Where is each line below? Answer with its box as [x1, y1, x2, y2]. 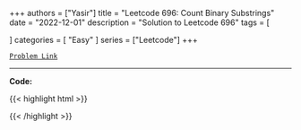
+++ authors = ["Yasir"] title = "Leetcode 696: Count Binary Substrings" [9, 8, 275, 18]
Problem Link [9, 52, 58, 61]
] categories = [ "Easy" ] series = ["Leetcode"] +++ [9, 35, 199, 45]
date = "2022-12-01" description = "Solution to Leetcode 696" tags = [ [9, 17, 271, 28]
